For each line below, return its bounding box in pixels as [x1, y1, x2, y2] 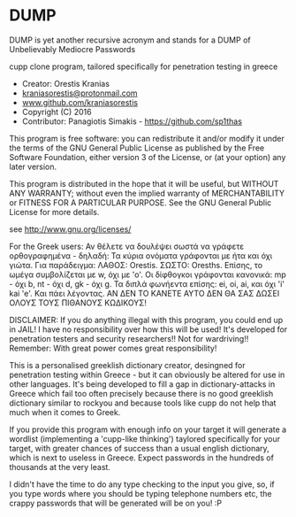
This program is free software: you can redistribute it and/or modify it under [9, 133, 285, 143]
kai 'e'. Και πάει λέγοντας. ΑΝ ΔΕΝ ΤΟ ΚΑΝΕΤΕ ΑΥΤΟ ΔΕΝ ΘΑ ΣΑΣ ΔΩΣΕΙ [9, 288, 280, 298]
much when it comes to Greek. [9, 406, 121, 417]
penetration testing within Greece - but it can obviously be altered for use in [9, 369, 285, 380]
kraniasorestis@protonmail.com [21, 88, 139, 98]
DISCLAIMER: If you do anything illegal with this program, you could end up [9, 314, 284, 325]
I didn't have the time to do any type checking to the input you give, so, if [9, 479, 276, 490]
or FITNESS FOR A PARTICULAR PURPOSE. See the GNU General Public [9, 197, 272, 208]
